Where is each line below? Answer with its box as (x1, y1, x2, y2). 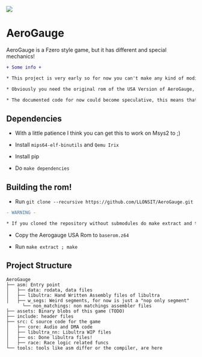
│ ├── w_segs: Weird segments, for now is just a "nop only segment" (6, 297, 189, 303)
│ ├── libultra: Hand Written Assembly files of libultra (6, 292, 161, 298)
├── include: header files (6, 313, 74, 319)
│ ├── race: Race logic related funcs (6, 340, 109, 346)
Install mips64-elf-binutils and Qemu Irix (14, 141, 119, 149)
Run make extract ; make (14, 243, 78, 250)
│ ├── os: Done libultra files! (6, 334, 93, 340)
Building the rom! (6, 182, 72, 192)
